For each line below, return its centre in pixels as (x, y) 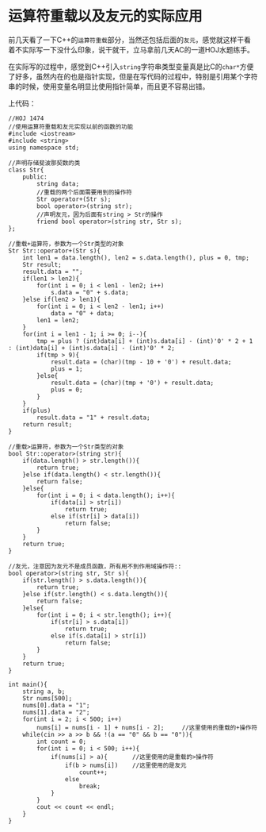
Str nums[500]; (47, 698)
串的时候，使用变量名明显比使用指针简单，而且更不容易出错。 (109, 86)
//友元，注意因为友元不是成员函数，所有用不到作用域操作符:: (95, 566)
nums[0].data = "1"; (56, 705)
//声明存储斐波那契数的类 (44, 163)
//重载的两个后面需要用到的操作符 (84, 192)
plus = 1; (66, 369)
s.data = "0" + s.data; (89, 292)
